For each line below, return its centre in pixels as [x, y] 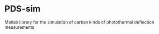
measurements [19, 27]
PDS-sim [22, 9]
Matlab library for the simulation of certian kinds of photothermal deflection [79, 22]
